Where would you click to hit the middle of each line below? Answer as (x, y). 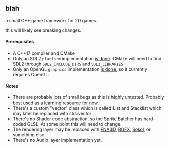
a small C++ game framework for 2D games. (51, 20)
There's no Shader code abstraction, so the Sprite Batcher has (77, 119)
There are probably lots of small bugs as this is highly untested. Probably (88, 97)
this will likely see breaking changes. (43, 30)
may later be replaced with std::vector (52, 114)
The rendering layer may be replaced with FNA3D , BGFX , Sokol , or (81, 130)
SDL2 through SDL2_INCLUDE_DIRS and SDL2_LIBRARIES (68, 64)
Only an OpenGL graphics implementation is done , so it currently (80, 69)
